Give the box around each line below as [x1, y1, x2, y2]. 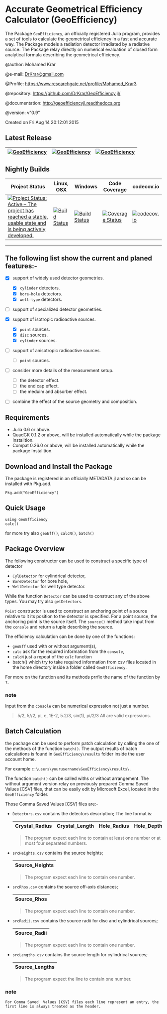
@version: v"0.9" [5, 110, 40, 116]
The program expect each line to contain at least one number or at [24, 835, 161, 841]
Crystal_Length [57, 822, 94, 829]
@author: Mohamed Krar [5, 61, 56, 67]
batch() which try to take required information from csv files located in [12, 659, 157, 665]
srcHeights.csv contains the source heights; [12, 850, 103, 856]
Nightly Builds [5, 165, 50, 174]
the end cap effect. [19, 383, 59, 389]
